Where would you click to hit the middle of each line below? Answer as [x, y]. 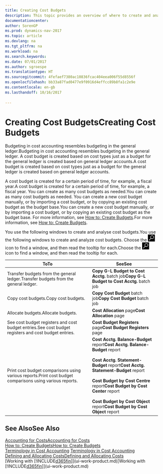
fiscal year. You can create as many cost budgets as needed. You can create [81, 192]
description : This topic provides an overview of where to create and [78, 15]
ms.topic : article [24, 36]
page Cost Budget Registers [120, 327]
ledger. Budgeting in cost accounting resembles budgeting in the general [77, 151]
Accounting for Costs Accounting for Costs [48, 440]
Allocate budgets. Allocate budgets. [42, 313]
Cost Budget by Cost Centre [121, 381]
